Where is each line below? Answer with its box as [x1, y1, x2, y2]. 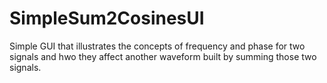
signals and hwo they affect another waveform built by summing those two [9, 50, 317, 62]
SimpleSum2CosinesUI [9, 7, 205, 30]
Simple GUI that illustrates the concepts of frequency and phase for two [9, 40, 306, 52]
